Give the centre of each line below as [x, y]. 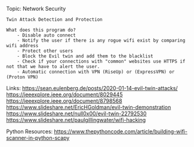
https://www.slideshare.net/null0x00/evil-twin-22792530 [76, 114]
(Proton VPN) [22, 77]
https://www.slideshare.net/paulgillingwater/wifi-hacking [76, 120]
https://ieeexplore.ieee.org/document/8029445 [64, 94]
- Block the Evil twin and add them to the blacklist [85, 56]
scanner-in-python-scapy [38, 138]
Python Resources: [30, 131]
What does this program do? [41, 30]
